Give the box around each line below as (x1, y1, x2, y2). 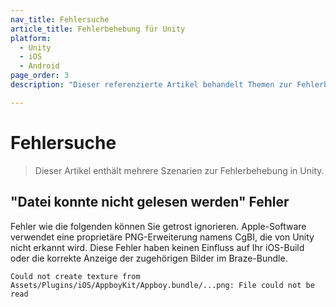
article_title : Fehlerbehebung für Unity (10, 24, 186, 34)
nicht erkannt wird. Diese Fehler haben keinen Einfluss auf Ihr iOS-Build (10, 241, 305, 253)
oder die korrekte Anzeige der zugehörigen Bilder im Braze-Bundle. (10, 252, 288, 264)
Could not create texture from (10, 271, 141, 281)
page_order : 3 (10, 71, 70, 81)
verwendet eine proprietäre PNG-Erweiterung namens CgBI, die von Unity (10, 231, 315, 243)
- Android (19, 61, 60, 71)
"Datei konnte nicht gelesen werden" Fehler (10, 194, 290, 211)
